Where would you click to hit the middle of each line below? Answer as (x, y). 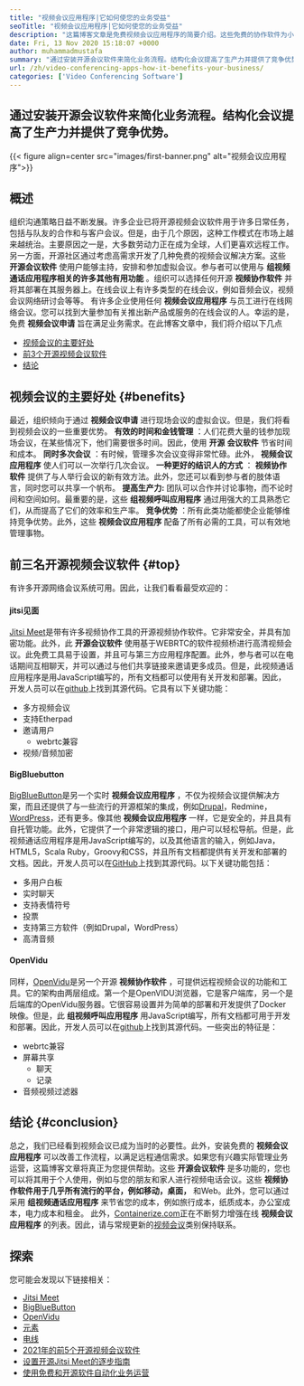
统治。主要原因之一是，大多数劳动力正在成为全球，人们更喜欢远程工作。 (159, 244)
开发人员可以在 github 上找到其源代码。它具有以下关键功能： (120, 689)
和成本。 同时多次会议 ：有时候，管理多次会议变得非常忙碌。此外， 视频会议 (151, 454)
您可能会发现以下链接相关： (61, 1279)
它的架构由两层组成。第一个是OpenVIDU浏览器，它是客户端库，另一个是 (159, 993)
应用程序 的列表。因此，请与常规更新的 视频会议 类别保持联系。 (125, 1225)
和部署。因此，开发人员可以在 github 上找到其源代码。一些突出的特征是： (143, 1026)
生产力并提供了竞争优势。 (104, 132)
